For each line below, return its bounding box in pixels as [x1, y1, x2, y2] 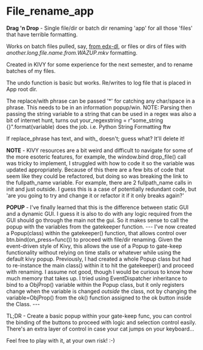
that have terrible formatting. [6, 30, 78, 38]
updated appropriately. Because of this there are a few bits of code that [6, 166, 185, 173]
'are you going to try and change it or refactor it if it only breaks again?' [6, 191, 184, 199]
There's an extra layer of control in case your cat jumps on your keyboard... [6, 325, 195, 332]
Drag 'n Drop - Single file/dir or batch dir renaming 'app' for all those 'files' [6, 24, 193, 32]
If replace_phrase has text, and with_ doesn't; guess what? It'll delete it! [6, 135, 185, 142]
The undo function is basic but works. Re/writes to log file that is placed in [6, 79, 192, 86]
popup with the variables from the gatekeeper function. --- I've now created [6, 223, 196, 230]
